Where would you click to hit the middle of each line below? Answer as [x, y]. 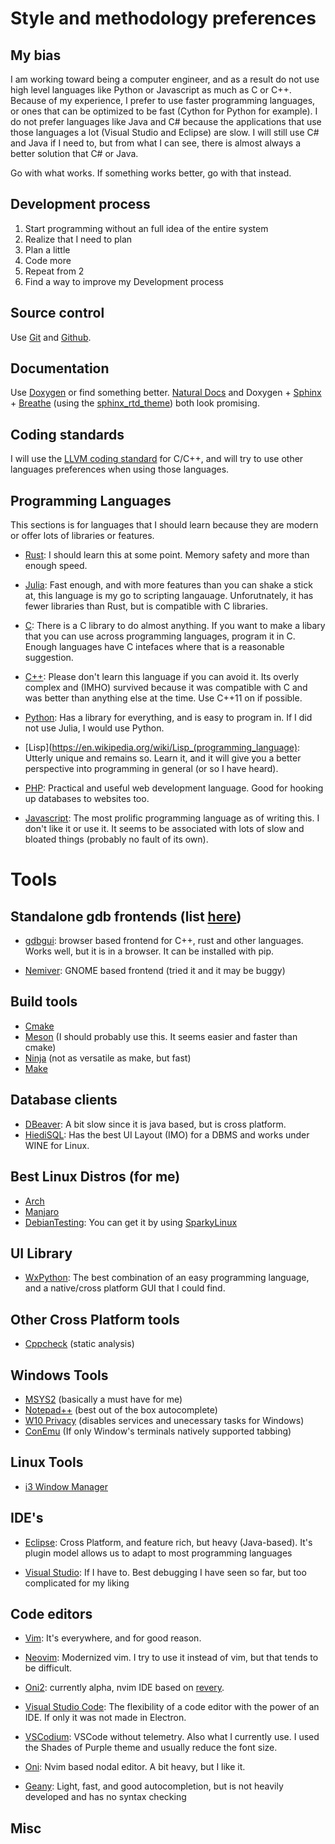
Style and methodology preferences [163, 18]
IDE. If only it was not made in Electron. [105, 1718]
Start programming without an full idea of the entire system [146, 228]
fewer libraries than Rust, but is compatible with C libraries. [146, 606]
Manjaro [42, 1211]
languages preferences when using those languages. [120, 469]
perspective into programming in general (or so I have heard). [151, 769]
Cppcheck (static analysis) [79, 1344]
